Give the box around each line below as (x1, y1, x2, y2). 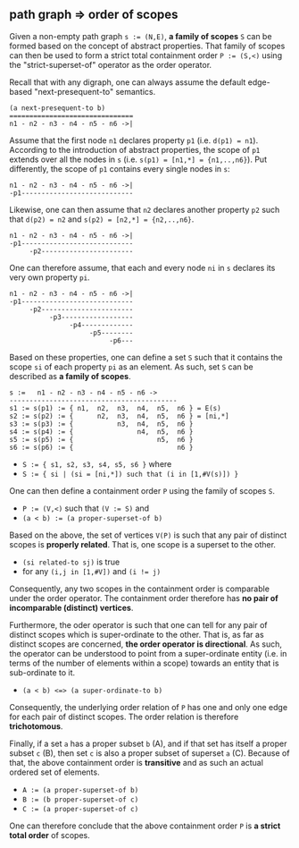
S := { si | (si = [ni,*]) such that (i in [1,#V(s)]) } (21, 470, 239, 479)
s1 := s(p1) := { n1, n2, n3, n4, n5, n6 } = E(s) (9, 403, 221, 412)
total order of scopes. (9, 829, 91, 840)
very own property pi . (9, 272, 91, 283)
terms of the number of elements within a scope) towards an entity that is (9, 657, 279, 668)
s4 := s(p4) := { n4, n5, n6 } (9, 427, 194, 437)
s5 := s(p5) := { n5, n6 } (9, 435, 194, 444)
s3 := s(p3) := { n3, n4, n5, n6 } (9, 420, 194, 428)
